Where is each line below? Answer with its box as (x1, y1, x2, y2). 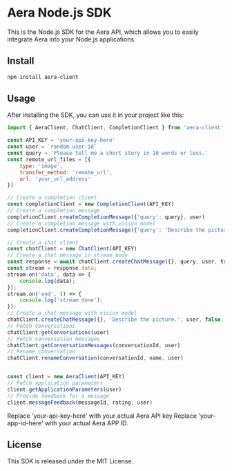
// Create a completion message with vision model (7, 220, 156, 227)
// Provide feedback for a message (7, 392, 110, 399)
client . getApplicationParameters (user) (7, 386, 122, 393)
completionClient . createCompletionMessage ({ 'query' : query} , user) (7, 213, 206, 221)
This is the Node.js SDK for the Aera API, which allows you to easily (7, 28, 199, 36)
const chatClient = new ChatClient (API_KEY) (7, 246, 137, 252)
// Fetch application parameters (7, 380, 104, 387)
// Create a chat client (7, 239, 79, 246)
